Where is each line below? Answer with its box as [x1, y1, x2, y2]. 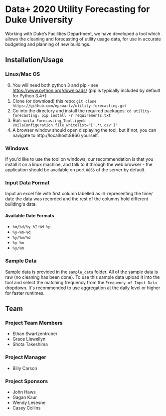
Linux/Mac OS [5, 71, 40, 78]
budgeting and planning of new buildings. [5, 41, 91, 47]
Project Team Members [5, 320, 63, 327]
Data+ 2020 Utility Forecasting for [5, 3, 150, 15]
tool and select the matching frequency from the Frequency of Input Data [5, 279, 157, 285]
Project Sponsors [5, 378, 48, 385]
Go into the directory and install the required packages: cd [12, 107, 132, 113]
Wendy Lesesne [12, 400, 46, 406]
